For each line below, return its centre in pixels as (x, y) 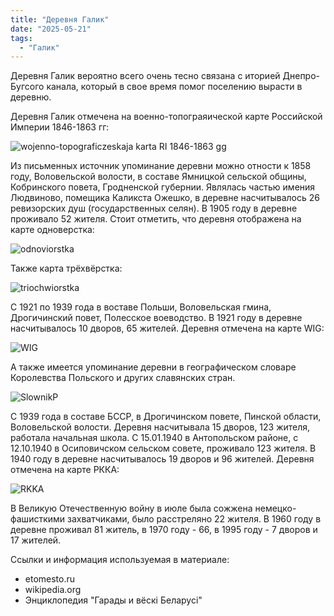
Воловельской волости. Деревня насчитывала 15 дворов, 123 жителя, (160, 427)
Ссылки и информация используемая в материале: (120, 560)
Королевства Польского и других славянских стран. (123, 378)
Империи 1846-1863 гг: (60, 127)
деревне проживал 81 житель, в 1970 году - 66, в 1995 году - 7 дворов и (164, 530)
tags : (21, 38)
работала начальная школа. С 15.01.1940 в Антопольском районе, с (154, 438)
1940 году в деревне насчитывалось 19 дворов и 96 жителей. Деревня (162, 459)
